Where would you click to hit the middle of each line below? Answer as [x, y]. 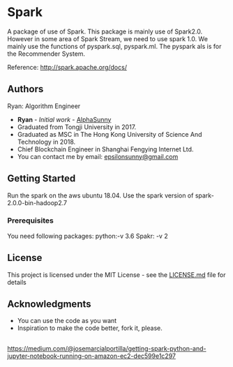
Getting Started [42, 179]
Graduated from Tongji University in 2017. [77, 127]
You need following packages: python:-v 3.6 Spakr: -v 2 [88, 236]
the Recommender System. [46, 54]
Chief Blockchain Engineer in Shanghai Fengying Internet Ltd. [105, 149]
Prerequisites [30, 220]
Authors [25, 89]
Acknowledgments [50, 304]
